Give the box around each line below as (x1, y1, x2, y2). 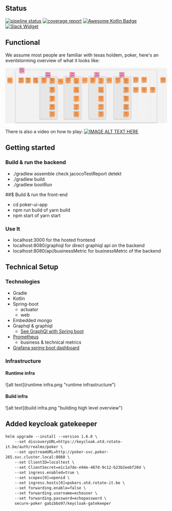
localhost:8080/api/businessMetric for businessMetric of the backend (12, 248, 161, 254)
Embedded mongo (12, 317, 52, 323)
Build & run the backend (5, 159, 66, 166)
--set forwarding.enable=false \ (14, 485, 86, 490)
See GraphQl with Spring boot (20, 328, 84, 334)
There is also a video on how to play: (5, 129, 83, 135)
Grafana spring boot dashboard (12, 344, 80, 350)
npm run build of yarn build (12, 207, 70, 213)
